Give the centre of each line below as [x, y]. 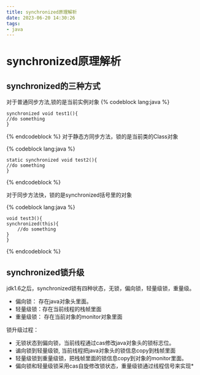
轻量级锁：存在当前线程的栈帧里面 [58, 309]
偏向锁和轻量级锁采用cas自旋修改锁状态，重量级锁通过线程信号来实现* [105, 366]
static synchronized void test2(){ [52, 160]
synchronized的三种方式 [53, 86]
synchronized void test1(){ [42, 114]
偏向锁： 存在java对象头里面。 [53, 301]
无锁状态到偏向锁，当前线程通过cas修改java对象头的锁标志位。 [95, 343]
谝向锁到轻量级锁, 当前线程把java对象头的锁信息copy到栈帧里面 [95, 350]
